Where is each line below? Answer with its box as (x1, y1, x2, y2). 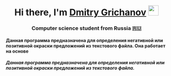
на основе (6, 48, 29, 54)
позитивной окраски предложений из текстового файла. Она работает (6, 43, 166, 49)
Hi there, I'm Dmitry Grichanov (14, 7, 146, 18)
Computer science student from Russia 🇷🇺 (31, 25, 142, 32)
